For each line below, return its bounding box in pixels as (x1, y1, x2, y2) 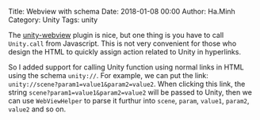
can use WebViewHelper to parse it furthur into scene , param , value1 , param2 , (8, 96, 250, 105)
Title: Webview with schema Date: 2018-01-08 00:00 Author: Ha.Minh (8, 7, 235, 16)
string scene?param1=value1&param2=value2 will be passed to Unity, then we (8, 88, 252, 97)
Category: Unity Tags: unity (8, 15, 98, 24)
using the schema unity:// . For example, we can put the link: (8, 71, 208, 80)
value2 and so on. (8, 104, 66, 114)
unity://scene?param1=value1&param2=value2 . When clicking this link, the (8, 79, 246, 88)
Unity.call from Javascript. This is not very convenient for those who (8, 39, 237, 48)
